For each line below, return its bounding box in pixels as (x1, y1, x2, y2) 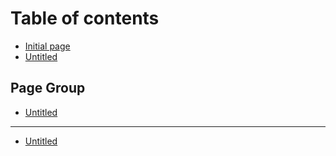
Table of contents (10, 7, 160, 30)
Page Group (10, 80, 86, 97)
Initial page (24, 40, 71, 52)
